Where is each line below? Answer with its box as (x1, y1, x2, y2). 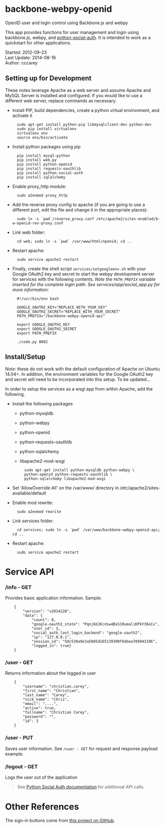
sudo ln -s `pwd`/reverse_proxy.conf (17, 216, 95, 221)
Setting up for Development (5, 74, 92, 82)
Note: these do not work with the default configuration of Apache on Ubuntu (5, 366, 160, 372)
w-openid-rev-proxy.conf (12, 220, 64, 225)
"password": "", (23, 714, 56, 720)
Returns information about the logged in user (5, 670, 96, 676)
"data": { (23, 613, 43, 618)
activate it (12, 112, 33, 118)
